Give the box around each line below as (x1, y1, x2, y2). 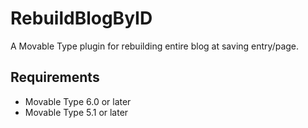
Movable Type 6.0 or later (24, 95, 132, 107)
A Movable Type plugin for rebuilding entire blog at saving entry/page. (10, 40, 300, 52)
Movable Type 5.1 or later (24, 106, 129, 118)
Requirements (10, 69, 100, 86)
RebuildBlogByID (10, 7, 153, 30)
